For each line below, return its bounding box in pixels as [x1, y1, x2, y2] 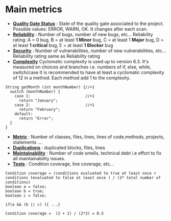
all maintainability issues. [12, 155, 65, 161]
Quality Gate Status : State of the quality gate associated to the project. [12, 20, 164, 27]
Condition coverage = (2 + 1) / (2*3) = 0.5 [5, 211, 104, 216]
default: [14, 111, 33, 116]
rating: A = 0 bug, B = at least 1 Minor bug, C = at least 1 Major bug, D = [12, 37, 164, 43]
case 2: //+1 [14, 102, 95, 108]
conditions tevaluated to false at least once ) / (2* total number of [5, 175, 161, 180]
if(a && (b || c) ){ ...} [5, 202, 60, 207]
